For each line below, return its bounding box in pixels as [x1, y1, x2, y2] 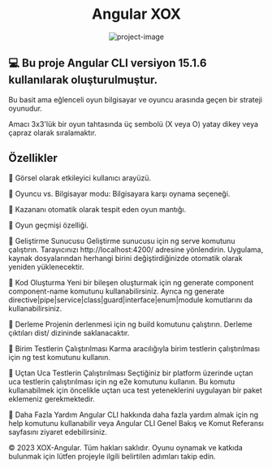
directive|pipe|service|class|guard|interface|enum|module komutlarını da [8, 294, 253, 305]
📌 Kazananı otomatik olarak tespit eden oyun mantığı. [8, 204, 187, 214]
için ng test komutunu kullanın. [8, 352, 111, 362]
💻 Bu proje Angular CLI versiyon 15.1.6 [8, 56, 207, 70]
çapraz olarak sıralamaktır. [8, 128, 97, 137]
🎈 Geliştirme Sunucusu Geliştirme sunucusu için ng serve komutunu [8, 236, 235, 245]
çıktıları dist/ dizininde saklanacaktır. [8, 328, 130, 337]
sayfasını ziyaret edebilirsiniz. [8, 427, 107, 436]
